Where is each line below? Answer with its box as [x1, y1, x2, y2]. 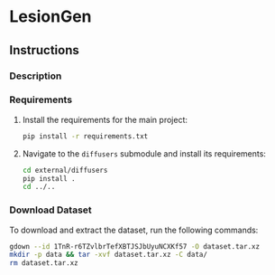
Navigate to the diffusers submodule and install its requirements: [22, 147, 266, 159]
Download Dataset [9, 204, 92, 216]
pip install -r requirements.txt [22, 131, 149, 141]
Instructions [9, 43, 79, 58]
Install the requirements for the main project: [22, 114, 188, 125]
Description [9, 70, 62, 82]
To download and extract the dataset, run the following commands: [9, 224, 259, 235]
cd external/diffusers [22, 166, 108, 175]
